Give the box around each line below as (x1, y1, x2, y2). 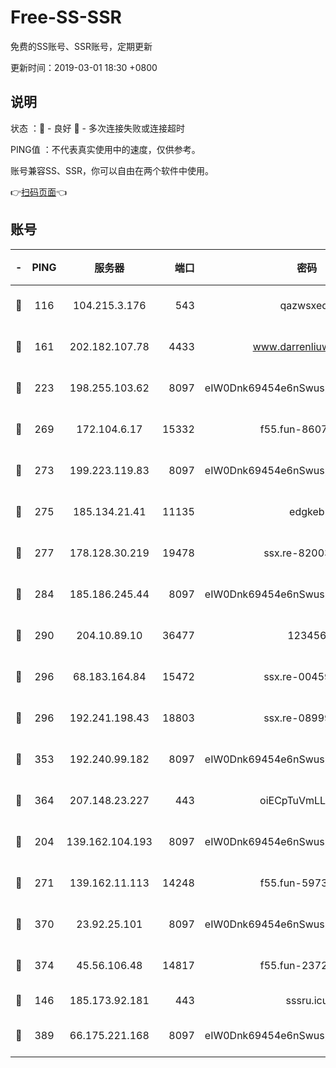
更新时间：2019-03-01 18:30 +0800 (10, 61, 158, 73)
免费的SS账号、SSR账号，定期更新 (10, 40, 153, 52)
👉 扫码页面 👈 (10, 186, 68, 198)
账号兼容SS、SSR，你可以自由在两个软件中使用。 (10, 164, 214, 176)
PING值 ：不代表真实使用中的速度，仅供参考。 (10, 143, 201, 155)
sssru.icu (285, 993, 329, 1007)
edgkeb (289, 504, 325, 518)
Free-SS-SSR (10, 6, 122, 29)
